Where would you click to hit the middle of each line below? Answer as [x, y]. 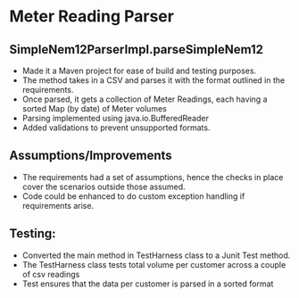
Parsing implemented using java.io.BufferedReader [116, 118]
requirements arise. [58, 205]
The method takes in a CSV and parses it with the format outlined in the [154, 80]
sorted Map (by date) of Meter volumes [94, 108]
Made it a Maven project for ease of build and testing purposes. [139, 70]
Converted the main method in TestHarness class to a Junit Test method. [156, 255]
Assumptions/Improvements [91, 156]
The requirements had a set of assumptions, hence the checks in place [153, 177]
